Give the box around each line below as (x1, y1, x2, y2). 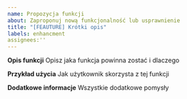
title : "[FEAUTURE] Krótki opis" (7, 23, 107, 30)
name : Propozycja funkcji (7, 10, 84, 18)
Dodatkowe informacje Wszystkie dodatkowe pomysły (7, 83, 169, 92)
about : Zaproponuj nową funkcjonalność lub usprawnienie (7, 17, 181, 24)
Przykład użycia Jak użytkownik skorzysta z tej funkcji (7, 70, 170, 78)
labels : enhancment (7, 30, 66, 37)
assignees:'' (7, 37, 46, 44)
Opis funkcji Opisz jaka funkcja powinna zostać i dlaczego (7, 56, 180, 64)
